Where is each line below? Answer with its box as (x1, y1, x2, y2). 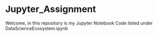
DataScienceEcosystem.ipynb (5, 25, 68, 31)
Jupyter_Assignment (5, 3, 96, 15)
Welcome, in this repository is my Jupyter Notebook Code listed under (5, 20, 153, 26)
